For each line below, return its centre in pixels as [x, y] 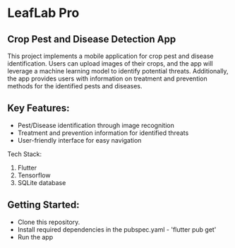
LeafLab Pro [43, 13]
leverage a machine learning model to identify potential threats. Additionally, [118, 71]
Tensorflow [34, 175]
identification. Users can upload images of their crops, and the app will [110, 64]
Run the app [35, 237]
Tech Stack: [25, 154]
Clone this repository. [49, 222]
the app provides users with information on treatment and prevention [108, 78]
